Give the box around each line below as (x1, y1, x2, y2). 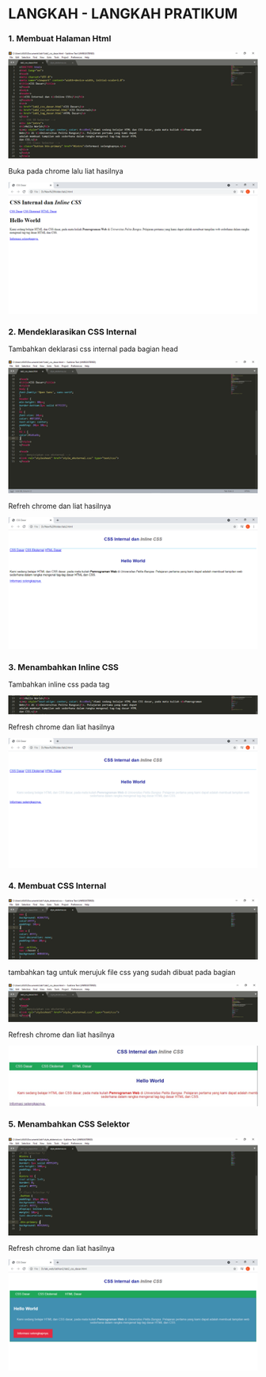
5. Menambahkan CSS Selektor (8, 1119, 131, 1130)
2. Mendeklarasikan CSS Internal (8, 326, 137, 337)
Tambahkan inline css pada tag (8, 679, 110, 690)
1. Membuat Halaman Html (8, 33, 112, 44)
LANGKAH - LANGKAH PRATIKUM (8, 5, 238, 23)
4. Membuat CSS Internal (8, 880, 107, 891)
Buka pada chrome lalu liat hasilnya (8, 166, 123, 176)
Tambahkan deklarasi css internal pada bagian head (8, 344, 178, 354)
